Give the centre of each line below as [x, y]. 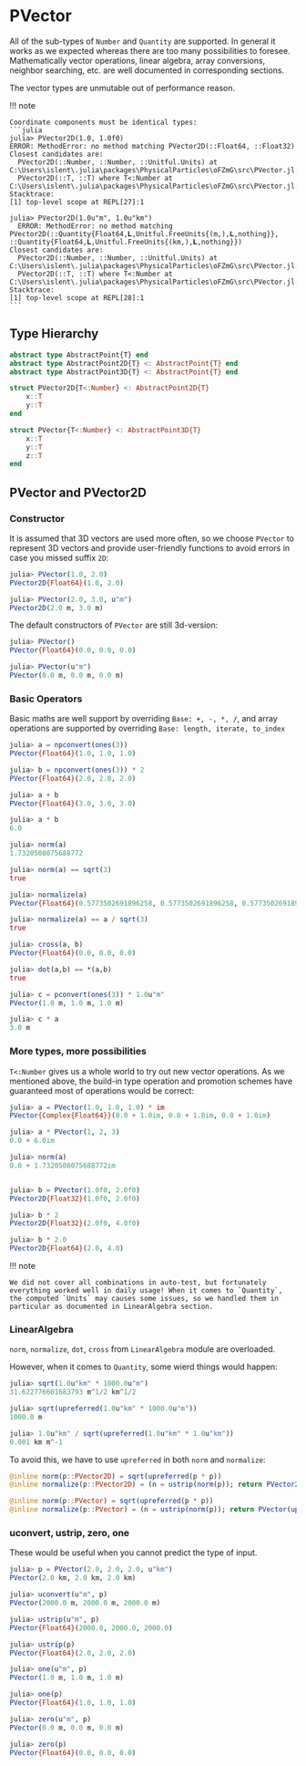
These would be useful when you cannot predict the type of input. [133, 1553]
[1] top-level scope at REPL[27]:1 [77, 202]
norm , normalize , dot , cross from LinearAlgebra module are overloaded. [143, 1349]
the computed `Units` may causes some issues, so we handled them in [144, 1299]
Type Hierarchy [54, 334]
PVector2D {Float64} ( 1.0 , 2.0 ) [67, 583]
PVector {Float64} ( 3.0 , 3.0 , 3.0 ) [73, 804]
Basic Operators [46, 699]
